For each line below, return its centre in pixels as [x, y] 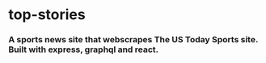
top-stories [47, 15]
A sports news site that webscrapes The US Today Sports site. [133, 40]
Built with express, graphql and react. [84, 49]
